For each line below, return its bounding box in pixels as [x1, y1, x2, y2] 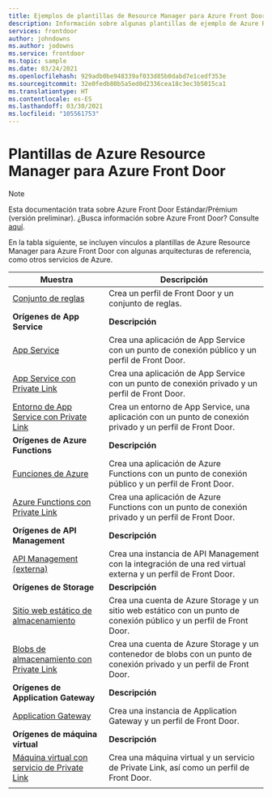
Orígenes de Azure [12, 435, 87, 446]
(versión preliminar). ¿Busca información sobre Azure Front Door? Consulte [8, 212, 259, 223]
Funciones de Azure [12, 468, 89, 479]
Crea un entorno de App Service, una [108, 401, 250, 412]
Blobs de [12, 643, 46, 654]
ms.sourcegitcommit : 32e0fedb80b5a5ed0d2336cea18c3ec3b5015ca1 [8, 79, 227, 88]
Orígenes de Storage [12, 581, 95, 593]
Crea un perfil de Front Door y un [108, 287, 234, 298]
